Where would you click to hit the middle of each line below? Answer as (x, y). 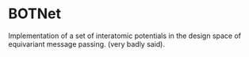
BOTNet (35, 14)
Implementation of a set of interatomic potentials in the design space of (125, 36)
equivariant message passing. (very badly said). (86, 44)
